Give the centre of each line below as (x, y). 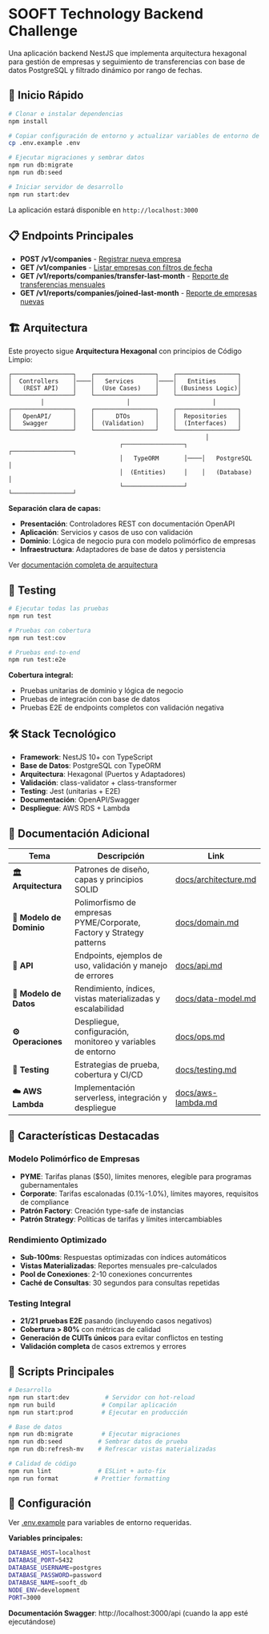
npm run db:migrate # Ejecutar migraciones (94, 1435)
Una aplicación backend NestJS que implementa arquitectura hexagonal (127, 53)
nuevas (32, 302)
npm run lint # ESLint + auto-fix (87, 1471)
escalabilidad (100, 1008)
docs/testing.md (206, 1069)
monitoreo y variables (115, 1041)
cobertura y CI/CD (109, 1074)
